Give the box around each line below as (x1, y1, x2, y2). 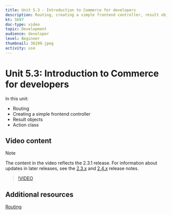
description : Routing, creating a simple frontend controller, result (5, 12, 159, 17)
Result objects (12, 116, 43, 122)
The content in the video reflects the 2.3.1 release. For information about (5, 160, 158, 166)
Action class (12, 121, 39, 128)
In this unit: (5, 95, 29, 101)
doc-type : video (5, 21, 40, 27)
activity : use (5, 46, 36, 51)
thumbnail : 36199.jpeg (5, 41, 54, 46)
